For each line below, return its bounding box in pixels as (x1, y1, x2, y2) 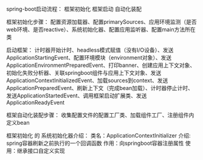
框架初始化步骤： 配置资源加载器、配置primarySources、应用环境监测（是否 (6, 18, 198, 26)
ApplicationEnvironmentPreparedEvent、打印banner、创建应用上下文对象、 (6, 61, 196, 69)
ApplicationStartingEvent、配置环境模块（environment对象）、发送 (6, 54, 172, 61)
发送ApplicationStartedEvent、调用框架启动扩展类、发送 (6, 92, 147, 99)
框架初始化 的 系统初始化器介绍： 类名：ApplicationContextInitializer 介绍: (6, 132, 191, 139)
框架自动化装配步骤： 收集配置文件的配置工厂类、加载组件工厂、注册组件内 (6, 111, 194, 119)
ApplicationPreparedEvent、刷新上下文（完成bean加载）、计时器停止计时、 (6, 85, 193, 91)
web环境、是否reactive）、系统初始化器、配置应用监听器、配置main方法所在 (6, 26, 196, 33)
